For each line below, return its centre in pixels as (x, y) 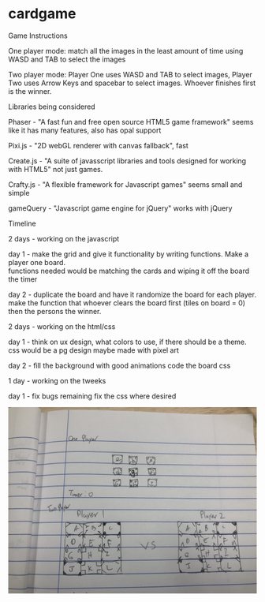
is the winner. (30, 91)
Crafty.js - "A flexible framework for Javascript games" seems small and (125, 184)
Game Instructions (38, 36)
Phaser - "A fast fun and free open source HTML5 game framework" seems (131, 122)
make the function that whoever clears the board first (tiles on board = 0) (127, 303)
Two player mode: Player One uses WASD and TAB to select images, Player (130, 74)
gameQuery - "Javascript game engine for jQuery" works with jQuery (120, 208)
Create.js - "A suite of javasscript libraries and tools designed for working (127, 161)
